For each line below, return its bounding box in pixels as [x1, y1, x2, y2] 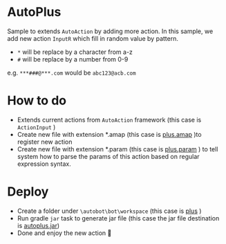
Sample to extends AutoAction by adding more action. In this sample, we [7, 27, 214, 35]
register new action [17, 138, 73, 146]
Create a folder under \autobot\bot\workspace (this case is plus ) [17, 207, 202, 215]
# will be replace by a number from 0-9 [17, 55, 129, 63]
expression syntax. [17, 160, 71, 168]
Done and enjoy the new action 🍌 [17, 229, 112, 237]
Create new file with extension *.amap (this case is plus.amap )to [17, 130, 202, 138]
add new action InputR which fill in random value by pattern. [7, 34, 178, 42]
